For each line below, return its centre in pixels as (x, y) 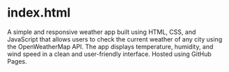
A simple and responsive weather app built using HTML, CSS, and (102, 32)
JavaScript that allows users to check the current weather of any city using (115, 39)
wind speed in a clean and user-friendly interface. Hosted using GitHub (109, 54)
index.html (39, 13)
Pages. (17, 61)
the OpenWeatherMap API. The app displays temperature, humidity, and (110, 46)
